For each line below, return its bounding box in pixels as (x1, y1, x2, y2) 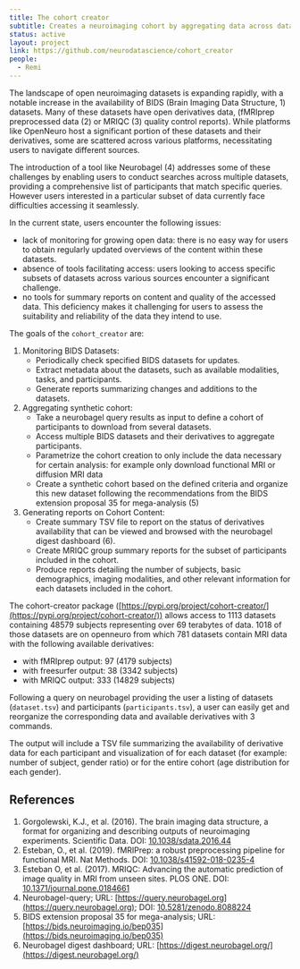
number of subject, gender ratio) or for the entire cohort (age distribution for (9, 757, 290, 768)
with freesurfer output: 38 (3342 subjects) (21, 665, 179, 676)
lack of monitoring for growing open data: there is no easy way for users (21, 234, 288, 245)
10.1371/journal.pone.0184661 (21, 882, 130, 893)
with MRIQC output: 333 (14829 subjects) (21, 675, 176, 685)
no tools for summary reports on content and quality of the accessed (21, 292, 276, 302)
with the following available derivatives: (9, 638, 154, 649)
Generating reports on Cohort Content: (21, 506, 165, 517)
